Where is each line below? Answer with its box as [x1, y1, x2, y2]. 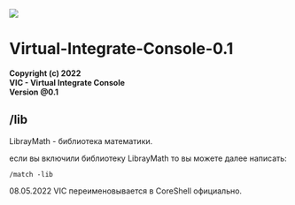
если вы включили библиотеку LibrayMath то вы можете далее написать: [9, 153, 288, 163]
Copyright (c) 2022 [9, 67, 82, 79]
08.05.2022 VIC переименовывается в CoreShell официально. [9, 186, 242, 196]
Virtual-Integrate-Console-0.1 [9, 39, 234, 59]
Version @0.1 [9, 87, 59, 97]
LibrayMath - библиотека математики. [9, 135, 153, 146]
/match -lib [9, 170, 53, 178]
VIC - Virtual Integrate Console [9, 77, 126, 87]
